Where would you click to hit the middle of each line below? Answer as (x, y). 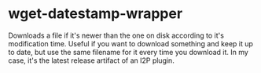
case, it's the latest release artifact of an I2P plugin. (91, 60)
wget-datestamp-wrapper (96, 14)
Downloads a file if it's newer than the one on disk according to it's (116, 35)
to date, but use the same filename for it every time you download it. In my (129, 52)
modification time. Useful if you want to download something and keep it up (131, 43)
